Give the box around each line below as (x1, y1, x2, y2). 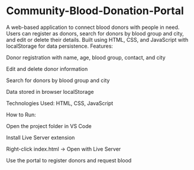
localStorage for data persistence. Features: (6, 42, 114, 50)
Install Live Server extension (6, 134, 75, 141)
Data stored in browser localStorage (6, 88, 94, 95)
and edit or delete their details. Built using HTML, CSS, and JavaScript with (6, 36, 189, 43)
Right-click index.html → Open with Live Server (6, 145, 121, 152)
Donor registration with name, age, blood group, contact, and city (6, 54, 166, 61)
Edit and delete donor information (6, 65, 88, 72)
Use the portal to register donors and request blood (6, 156, 132, 164)
